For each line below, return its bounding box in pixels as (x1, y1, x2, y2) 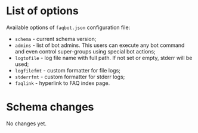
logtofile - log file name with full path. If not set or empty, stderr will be (14, 54, 193, 61)
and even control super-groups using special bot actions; (14, 47, 156, 55)
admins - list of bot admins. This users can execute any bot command (14, 42, 185, 49)
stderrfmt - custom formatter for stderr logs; (14, 73, 125, 80)
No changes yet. (6, 120, 47, 127)
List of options (6, 4, 79, 18)
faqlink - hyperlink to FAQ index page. (14, 79, 110, 87)
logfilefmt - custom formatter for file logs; (14, 66, 121, 74)
